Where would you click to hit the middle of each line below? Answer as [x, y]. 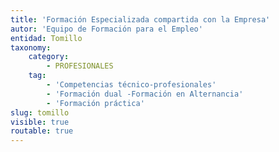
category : [49, 57]
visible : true [40, 122]
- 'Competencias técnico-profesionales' [131, 85]
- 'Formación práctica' [95, 103]
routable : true [42, 131]
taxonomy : [31, 47]
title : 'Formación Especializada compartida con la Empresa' [140, 19]
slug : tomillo [40, 112]
